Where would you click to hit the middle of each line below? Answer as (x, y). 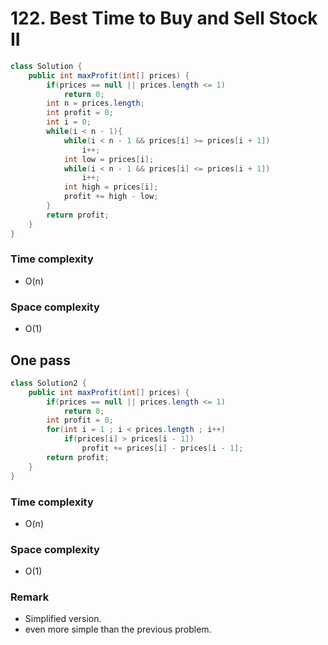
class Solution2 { (48, 383)
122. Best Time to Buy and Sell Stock (164, 18)
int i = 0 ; (69, 122)
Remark (30, 597)
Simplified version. (63, 619)
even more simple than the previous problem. (118, 629)
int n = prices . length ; (95, 103)
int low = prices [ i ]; (109, 159)
